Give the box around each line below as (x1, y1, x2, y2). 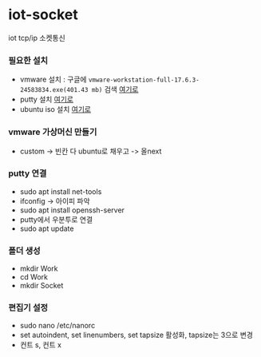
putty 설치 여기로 (19, 94, 74, 105)
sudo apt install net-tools (19, 186, 102, 196)
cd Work (19, 272, 48, 282)
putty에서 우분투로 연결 (19, 214, 93, 224)
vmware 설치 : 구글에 (19, 74, 87, 85)
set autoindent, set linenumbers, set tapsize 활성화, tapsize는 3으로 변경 (19, 330, 254, 340)
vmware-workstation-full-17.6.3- (88, 76, 200, 85)
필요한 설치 (8, 54, 49, 65)
